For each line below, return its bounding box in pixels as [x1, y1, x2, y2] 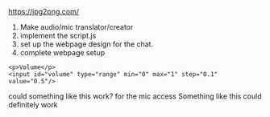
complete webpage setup [19, 48, 106, 57]
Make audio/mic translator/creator [19, 22, 134, 31]
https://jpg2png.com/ [8, 7, 79, 16]
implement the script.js [19, 31, 97, 40]
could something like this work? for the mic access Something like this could [8, 91, 262, 101]
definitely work [8, 100, 58, 109]
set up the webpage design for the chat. [19, 39, 154, 49]
